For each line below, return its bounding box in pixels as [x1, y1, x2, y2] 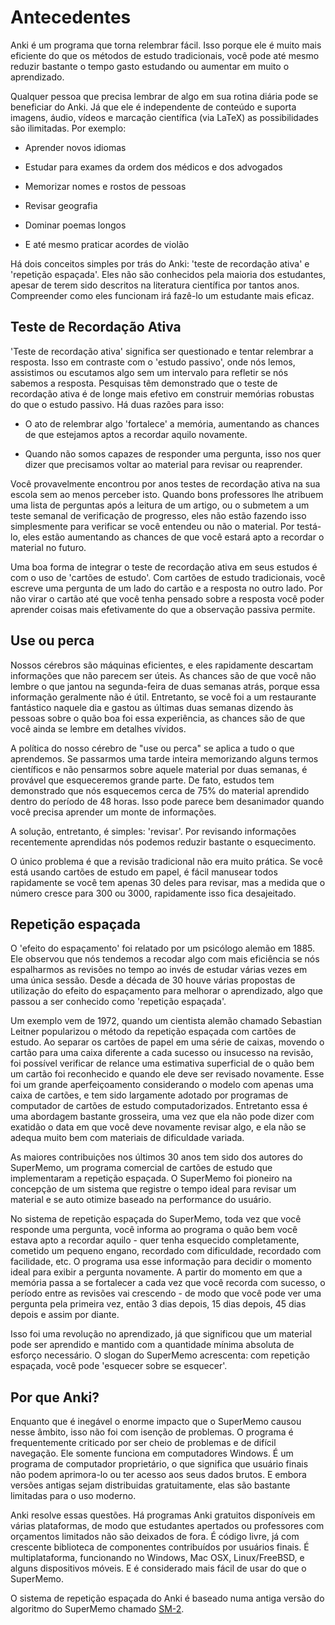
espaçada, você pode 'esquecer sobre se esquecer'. [10, 1360, 228, 1372]
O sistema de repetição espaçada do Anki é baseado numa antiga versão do [10, 1592, 325, 1605]
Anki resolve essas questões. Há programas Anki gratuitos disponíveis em [10, 1509, 316, 1521]
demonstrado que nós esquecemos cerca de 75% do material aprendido [10, 784, 310, 796]
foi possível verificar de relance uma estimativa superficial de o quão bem [10, 1057, 315, 1070]
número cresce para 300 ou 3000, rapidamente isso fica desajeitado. [10, 887, 297, 899]
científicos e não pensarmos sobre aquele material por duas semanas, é [10, 763, 308, 775]
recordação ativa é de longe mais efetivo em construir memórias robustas [10, 387, 315, 400]
